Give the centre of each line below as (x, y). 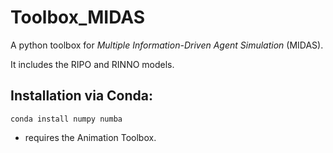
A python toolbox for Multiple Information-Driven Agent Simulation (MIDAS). (167, 45)
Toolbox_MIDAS (78, 17)
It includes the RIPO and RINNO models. (92, 64)
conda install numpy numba (66, 119)
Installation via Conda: (81, 96)
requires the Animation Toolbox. (90, 137)
